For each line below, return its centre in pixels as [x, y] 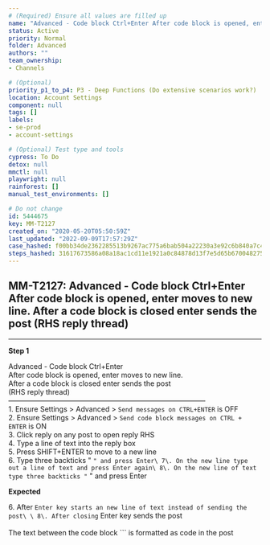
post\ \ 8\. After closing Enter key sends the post [96, 515]
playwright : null [37, 179]
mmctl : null [28, 172]
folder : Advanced [37, 46]
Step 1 [19, 350]
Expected [25, 491]
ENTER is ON [27, 426]
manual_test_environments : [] [59, 195]
